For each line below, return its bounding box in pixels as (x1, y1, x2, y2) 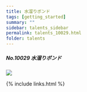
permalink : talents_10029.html (6, 30, 82, 36)
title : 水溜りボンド (6, 8, 50, 15)
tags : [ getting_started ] (6, 14, 66, 20)
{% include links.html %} (6, 80, 65, 87)
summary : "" (6, 19, 35, 25)
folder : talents (6, 36, 45, 41)
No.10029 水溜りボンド (6, 54, 62, 61)
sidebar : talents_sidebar (6, 24, 68, 31)
